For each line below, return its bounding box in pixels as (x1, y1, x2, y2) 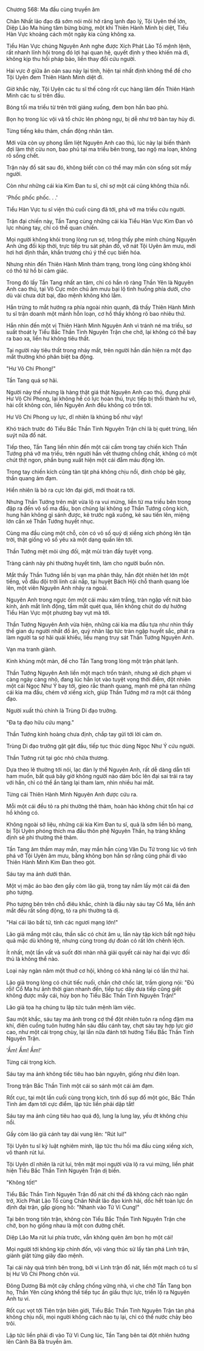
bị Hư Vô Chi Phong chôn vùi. (6, 1271, 80, 1277)
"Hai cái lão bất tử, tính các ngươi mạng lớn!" (6, 919, 118, 926)
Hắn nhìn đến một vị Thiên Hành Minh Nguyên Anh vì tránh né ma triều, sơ (6, 322, 192, 329)
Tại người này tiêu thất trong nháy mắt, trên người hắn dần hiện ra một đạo (6, 347, 192, 353)
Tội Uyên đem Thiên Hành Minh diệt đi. (6, 74, 104, 80)
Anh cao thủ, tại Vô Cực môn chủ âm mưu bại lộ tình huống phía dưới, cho (6, 285, 191, 293)
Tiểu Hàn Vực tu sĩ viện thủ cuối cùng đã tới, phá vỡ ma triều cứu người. (6, 206, 186, 213)
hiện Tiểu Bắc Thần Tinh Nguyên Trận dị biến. (6, 1167, 121, 1174)
